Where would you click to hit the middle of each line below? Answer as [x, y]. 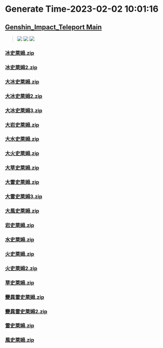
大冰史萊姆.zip [22, 82]
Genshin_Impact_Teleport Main [53, 27]
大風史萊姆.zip [22, 211]
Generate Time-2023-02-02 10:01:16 [82, 9]
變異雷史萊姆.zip [25, 297]
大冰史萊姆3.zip [24, 110]
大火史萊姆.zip [22, 154]
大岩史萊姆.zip [22, 125]
